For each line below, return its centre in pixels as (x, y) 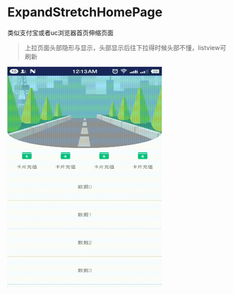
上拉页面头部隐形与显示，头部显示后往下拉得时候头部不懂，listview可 (125, 47)
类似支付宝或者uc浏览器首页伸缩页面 (61, 32)
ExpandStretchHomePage (85, 12)
